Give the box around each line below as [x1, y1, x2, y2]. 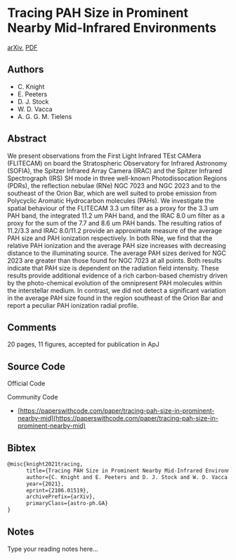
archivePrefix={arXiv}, [25, 493, 96, 501]
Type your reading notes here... [7, 545, 98, 553]
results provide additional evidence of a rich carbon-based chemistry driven [7, 271, 228, 280]
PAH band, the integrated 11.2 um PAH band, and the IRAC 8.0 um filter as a [7, 211, 225, 220]
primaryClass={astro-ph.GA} [25, 500, 109, 507]
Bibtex [7, 442, 37, 454]
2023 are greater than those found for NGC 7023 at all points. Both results [7, 256, 223, 265]
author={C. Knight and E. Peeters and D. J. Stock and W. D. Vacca [25, 473, 228, 480]
